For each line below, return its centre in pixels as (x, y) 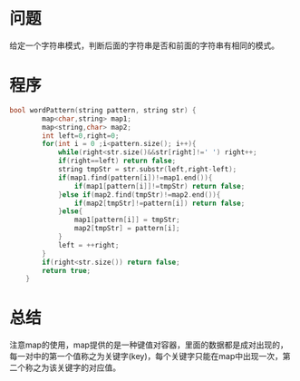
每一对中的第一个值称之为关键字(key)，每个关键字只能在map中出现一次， (146, 357)
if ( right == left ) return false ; (117, 161)
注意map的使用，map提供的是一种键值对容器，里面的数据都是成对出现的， (149, 345)
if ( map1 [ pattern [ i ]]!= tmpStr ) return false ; (160, 186)
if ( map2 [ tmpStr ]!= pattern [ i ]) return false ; (160, 203)
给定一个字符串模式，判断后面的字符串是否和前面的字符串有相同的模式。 (144, 45)
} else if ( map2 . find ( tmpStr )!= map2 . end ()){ (139, 195)
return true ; (67, 270)
